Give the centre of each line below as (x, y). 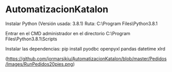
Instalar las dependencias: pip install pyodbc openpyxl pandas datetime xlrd (85, 49)
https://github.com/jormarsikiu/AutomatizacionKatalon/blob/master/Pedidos (87, 58)
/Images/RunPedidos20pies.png (39, 64)
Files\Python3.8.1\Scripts (31, 39)
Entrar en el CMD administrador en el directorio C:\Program (68, 33)
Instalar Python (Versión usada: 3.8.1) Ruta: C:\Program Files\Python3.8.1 (81, 23)
